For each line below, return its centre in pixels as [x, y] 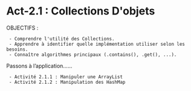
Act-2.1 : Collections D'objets [81, 11]
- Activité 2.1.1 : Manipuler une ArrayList [66, 77]
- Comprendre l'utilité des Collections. [62, 39]
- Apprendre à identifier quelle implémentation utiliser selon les [97, 44]
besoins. [17, 49]
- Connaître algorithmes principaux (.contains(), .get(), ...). [93, 55]
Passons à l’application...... [39, 66]
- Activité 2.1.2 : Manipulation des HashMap [67, 82]
